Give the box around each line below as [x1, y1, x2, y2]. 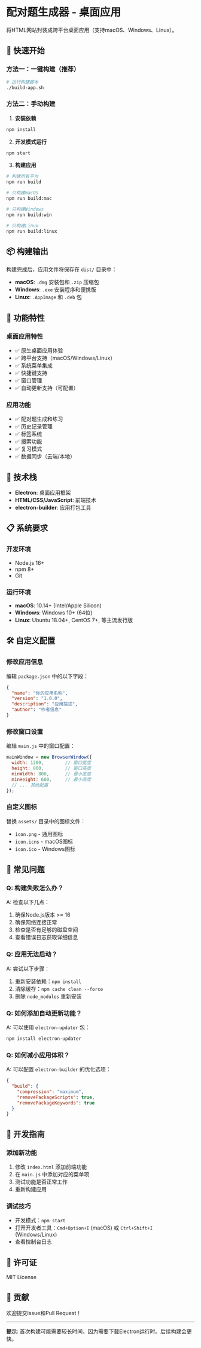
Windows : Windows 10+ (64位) [14, 609, 93, 616]
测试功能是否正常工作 [14, 1178, 68, 1185]
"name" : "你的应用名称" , [11, 690, 68, 696]
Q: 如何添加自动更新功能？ [6, 1009, 82, 1017]
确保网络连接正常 [14, 919, 57, 926]
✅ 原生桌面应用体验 [14, 346, 63, 354]
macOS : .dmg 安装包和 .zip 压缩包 [14, 279, 99, 286]
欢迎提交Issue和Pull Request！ [6, 1309, 82, 1316]
